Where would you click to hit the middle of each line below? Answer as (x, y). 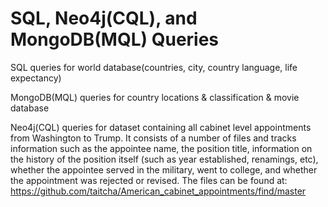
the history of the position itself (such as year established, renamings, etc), (164, 159)
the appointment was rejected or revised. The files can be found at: (149, 180)
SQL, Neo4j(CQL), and (104, 18)
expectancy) (36, 78)
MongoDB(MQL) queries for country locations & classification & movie (155, 97)
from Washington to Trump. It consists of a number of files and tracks (153, 138)
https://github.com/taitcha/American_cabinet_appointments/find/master (158, 191)
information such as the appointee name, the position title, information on (161, 148)
